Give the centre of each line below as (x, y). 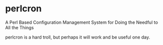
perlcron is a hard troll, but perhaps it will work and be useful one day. (78, 37)
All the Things (20, 27)
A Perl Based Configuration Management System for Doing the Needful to (82, 22)
